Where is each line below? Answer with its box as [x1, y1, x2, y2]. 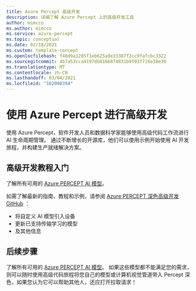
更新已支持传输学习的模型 [14, 220, 78, 227]
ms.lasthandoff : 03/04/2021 [6, 75, 76, 81]
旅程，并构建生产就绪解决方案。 [6, 143, 85, 151]
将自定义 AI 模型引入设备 [14, 212, 76, 220]
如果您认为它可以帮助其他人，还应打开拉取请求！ [16, 278, 137, 286]
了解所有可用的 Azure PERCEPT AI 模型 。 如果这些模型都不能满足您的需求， [6, 263, 192, 271]
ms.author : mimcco [6, 25, 52, 32]
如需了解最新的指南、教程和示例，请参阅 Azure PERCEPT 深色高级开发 [6, 192, 179, 199]
